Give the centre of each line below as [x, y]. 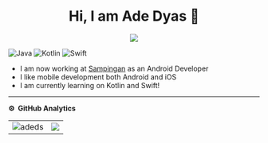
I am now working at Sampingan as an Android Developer [114, 68]
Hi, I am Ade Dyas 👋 [134, 16]
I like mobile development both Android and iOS [98, 77]
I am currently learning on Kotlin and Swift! [90, 85]
